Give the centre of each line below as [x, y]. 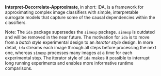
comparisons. [19, 68]
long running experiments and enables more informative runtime [69, 63]
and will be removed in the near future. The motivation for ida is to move [77, 37]
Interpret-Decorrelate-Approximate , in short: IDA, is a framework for [74, 7]
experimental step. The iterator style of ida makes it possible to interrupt [77, 58]
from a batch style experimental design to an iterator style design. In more [79, 42]
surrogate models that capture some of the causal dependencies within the [80, 17]
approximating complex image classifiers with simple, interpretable [72, 12]
